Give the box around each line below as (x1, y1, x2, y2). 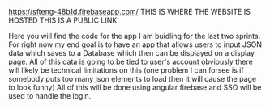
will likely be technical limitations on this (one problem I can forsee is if (8, 65, 245, 75)
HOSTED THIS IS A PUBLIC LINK (8, 15, 118, 25)
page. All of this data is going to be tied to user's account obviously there (8, 57, 253, 66)
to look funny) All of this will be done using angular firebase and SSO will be (8, 82, 262, 92)
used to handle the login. (8, 91, 92, 100)
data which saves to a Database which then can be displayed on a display (8, 48, 255, 57)
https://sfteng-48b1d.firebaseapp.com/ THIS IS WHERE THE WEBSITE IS (8, 7, 251, 16)
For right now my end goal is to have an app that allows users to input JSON (8, 40, 262, 49)
